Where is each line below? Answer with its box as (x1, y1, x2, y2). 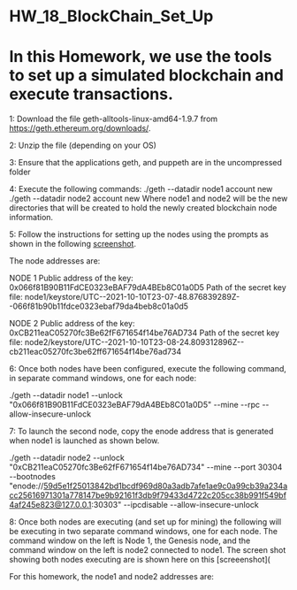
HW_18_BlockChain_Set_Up (9, 6, 214, 27)
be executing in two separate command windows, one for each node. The (9, 526, 278, 537)
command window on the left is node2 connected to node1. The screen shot (9, 545, 286, 556)
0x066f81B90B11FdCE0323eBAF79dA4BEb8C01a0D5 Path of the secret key (9, 282, 287, 293)
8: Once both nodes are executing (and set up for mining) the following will (9, 517, 282, 527)
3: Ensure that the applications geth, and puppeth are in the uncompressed (9, 157, 283, 168)
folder (9, 166, 31, 178)
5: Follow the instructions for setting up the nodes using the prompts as (9, 229, 270, 240)
